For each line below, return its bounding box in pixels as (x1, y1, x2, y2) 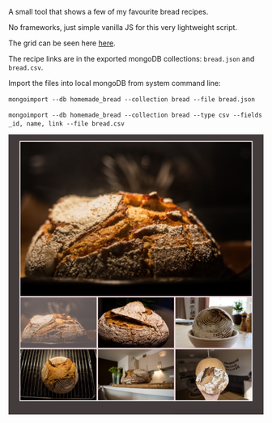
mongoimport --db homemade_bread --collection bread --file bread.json (8, 96, 255, 104)
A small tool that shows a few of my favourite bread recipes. (8, 7, 209, 16)
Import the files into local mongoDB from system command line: (8, 79, 221, 88)
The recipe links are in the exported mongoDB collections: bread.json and (8, 54, 255, 63)
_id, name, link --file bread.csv (8, 120, 125, 128)
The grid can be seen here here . (8, 38, 116, 48)
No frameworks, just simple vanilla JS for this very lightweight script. (8, 23, 237, 32)
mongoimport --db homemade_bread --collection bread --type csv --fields (8, 111, 263, 119)
